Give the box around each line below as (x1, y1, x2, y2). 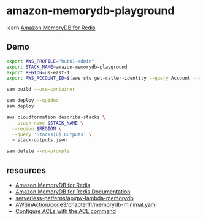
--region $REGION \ (12, 125, 62, 132)
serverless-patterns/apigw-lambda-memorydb (15, 194, 134, 201)
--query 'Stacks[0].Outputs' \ (12, 131, 92, 138)
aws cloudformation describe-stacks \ (6, 114, 105, 120)
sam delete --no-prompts (6, 148, 70, 154)
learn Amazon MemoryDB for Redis (6, 24, 96, 31)
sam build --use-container (6, 87, 75, 93)
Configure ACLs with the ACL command (15, 207, 116, 215)
